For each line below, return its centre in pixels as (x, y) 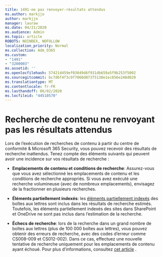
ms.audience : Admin (25, 32)
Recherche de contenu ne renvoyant (80, 119)
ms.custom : (16, 55)
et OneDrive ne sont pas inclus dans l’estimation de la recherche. (77, 214)
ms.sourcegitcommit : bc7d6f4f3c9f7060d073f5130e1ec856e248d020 (71, 77)
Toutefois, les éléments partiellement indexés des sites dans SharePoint (84, 209)
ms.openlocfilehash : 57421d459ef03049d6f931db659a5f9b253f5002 (71, 73)
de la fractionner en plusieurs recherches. (54, 189)
